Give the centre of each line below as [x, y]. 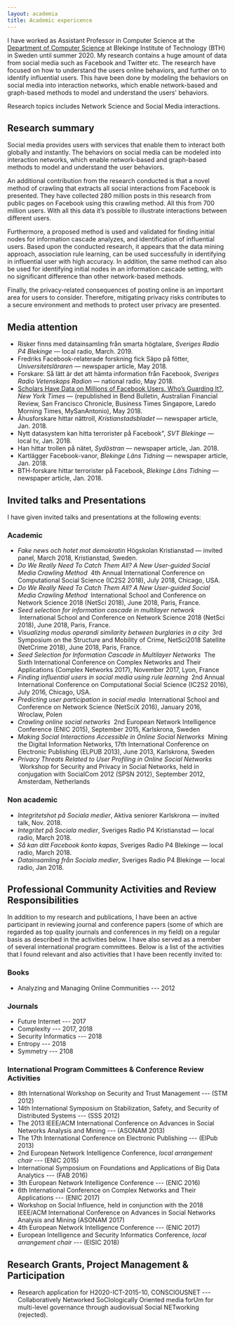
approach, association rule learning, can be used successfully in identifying [116, 254]
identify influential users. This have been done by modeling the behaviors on [118, 77]
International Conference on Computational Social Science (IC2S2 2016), [122, 685]
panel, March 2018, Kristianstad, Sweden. [78, 558]
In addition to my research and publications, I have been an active [102, 917]
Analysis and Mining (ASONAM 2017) [71, 1220]
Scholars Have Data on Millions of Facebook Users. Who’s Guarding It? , [121, 389]
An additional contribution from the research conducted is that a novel [109, 181]
